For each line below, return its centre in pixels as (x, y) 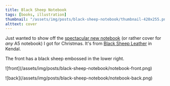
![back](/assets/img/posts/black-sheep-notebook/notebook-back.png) (79, 78)
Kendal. (13, 49)
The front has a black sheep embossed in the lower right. (65, 59)
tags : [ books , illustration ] (36, 15)
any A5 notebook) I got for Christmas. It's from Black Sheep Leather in (79, 44)
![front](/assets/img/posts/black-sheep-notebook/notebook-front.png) (79, 68)
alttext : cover (21, 24)
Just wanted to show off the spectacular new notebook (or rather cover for (83, 38)
